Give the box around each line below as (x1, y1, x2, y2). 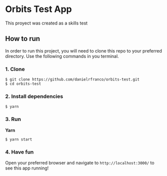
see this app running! (5, 165, 49, 171)
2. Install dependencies (5, 92, 63, 99)
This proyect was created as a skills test (5, 20, 88, 26)
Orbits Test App (5, 3, 72, 15)
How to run (5, 34, 40, 43)
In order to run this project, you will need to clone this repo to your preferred (5, 47, 162, 53)
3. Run (5, 116, 21, 123)
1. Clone (5, 65, 25, 72)
